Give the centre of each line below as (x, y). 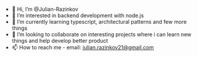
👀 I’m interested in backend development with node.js (78, 15)
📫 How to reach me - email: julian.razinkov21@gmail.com (83, 47)
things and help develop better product (60, 41)
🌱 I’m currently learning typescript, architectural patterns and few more (99, 22)
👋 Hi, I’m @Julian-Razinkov (45, 9)
